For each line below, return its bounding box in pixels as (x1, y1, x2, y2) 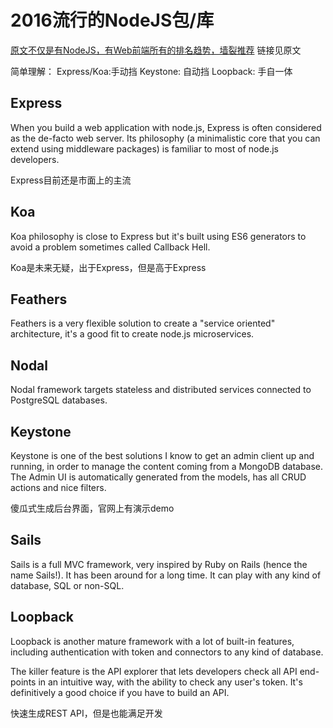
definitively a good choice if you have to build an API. (10, 686, 230, 698)
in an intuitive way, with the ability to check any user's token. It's (38, 676, 303, 688)
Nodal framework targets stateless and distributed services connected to (10, 384, 312, 396)
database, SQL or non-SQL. (10, 579, 125, 591)
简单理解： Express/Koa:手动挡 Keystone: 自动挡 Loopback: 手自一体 (10, 65, 293, 77)
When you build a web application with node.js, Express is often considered (10, 121, 322, 133)
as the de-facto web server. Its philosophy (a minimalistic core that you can (10, 132, 321, 144)
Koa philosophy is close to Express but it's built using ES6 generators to (10, 230, 307, 242)
